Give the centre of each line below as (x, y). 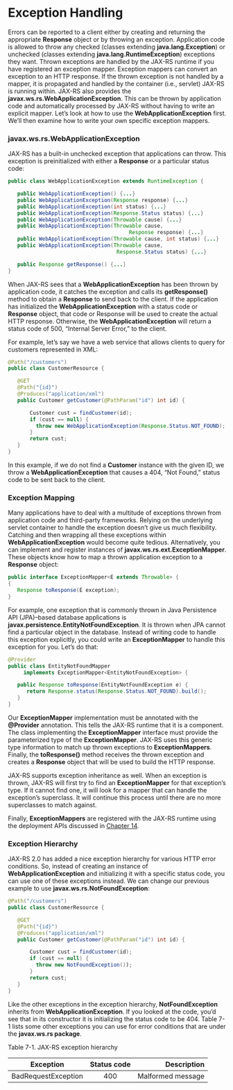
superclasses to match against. (52, 804)
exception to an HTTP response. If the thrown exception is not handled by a (116, 76)
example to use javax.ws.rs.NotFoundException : (79, 889)
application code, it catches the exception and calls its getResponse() (108, 291)
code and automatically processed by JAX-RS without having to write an (111, 106)
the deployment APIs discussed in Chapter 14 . (74, 825)
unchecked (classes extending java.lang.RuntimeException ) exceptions (112, 54)
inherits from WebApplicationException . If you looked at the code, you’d (112, 1011)
